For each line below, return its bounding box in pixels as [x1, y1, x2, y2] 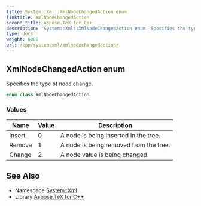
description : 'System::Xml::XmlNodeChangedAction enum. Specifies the [6, 25, 186, 32]
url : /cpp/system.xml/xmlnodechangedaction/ [6, 42, 119, 48]
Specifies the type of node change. [6, 80, 93, 87]
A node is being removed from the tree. [60, 141, 170, 149]
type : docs [6, 31, 33, 37]
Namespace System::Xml [14, 186, 78, 194]
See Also [6, 171, 40, 181]
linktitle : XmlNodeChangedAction [6, 14, 90, 20]
